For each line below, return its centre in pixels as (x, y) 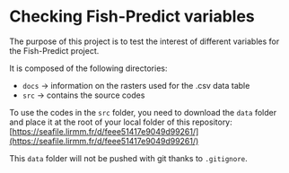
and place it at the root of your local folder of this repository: (121, 122)
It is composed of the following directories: (88, 68)
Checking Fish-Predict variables (132, 17)
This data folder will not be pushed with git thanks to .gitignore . (129, 158)
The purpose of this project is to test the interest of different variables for (144, 41)
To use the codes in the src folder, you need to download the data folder (143, 112)
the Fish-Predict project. (54, 50)
